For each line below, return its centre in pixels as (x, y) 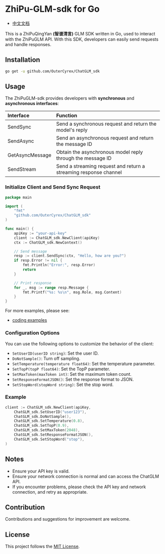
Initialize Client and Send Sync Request (53, 187)
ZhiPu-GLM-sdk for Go (52, 9)
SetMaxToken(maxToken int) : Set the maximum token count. (72, 374)
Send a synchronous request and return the (106, 124)
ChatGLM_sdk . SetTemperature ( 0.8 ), (49, 421)
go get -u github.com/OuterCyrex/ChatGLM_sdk (52, 71)
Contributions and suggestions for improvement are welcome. (68, 519)
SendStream (22, 169)
